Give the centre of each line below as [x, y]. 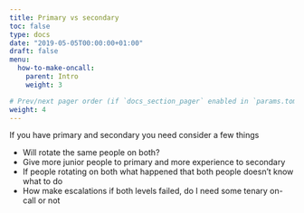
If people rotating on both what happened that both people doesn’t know [158, 171]
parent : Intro [52, 77]
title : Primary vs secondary [64, 18]
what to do [43, 181]
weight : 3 [44, 85]
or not [49, 200]
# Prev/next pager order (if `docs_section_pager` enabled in [129, 101]
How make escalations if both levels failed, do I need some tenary [145, 191]
